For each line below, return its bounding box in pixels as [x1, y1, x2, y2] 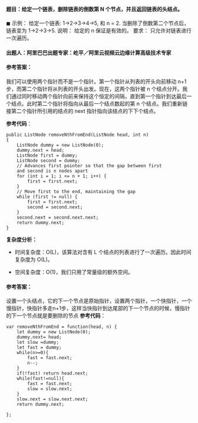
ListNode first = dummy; [16, 152, 78, 158]
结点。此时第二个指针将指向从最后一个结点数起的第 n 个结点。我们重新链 [11, 100, 188, 107]
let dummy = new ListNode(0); [16, 329, 91, 335]
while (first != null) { [16, 194, 78, 200]
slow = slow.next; [27, 386, 72, 392]
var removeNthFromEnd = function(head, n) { [6, 324, 117, 330]
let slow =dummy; [16, 340, 60, 346]
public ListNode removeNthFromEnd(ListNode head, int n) [6, 132, 149, 138]
